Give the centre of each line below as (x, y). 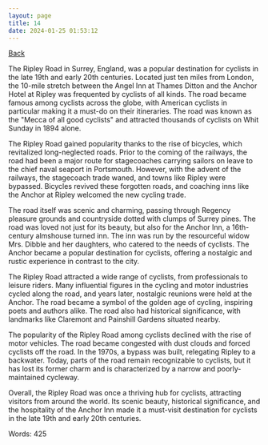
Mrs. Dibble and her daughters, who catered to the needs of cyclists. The (129, 244)
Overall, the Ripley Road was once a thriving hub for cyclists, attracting (125, 393)
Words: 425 (28, 434)
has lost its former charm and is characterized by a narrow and (112, 369)
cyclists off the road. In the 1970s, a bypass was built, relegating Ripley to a (132, 352)
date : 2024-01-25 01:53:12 (53, 30)
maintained (27, 378)
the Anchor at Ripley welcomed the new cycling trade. (97, 195)
